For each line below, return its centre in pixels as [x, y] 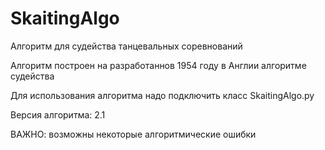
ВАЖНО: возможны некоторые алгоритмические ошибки [133, 134]
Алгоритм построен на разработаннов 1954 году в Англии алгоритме [158, 65]
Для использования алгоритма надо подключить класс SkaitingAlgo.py [162, 95]
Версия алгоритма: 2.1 [58, 114]
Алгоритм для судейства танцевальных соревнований [126, 46]
